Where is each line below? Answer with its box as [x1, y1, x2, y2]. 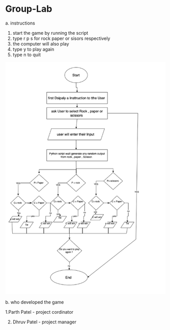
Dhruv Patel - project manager [12, 319, 76, 325]
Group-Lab [5, 3, 52, 15]
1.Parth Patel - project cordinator [5, 309, 74, 315]
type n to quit [12, 52, 41, 58]
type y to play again [12, 46, 54, 52]
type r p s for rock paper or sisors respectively [12, 35, 110, 41]
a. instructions [5, 20, 36, 26]
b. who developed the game [5, 299, 64, 305]
